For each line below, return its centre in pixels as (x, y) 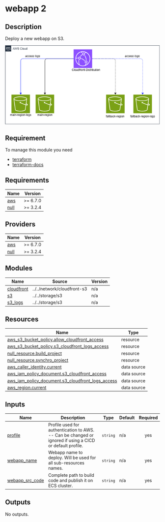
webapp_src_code (26, 480)
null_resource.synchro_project (38, 360)
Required (148, 417)
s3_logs (15, 303)
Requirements (27, 180)
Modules (19, 268)
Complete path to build (71, 475)
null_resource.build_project (35, 353)
